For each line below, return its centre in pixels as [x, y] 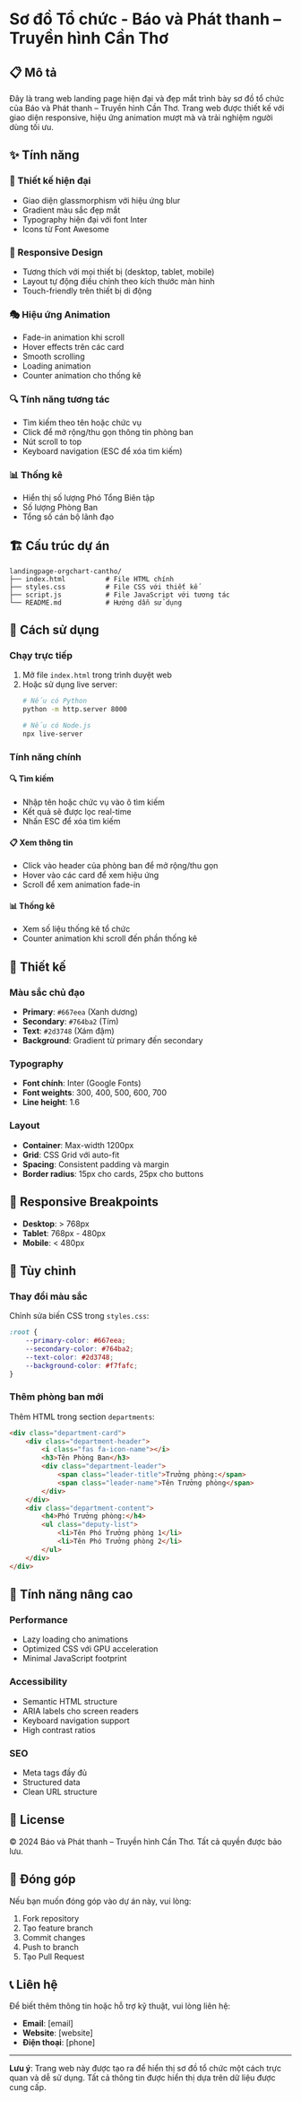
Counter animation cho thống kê [82, 376]
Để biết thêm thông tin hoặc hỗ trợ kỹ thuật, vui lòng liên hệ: [120, 2006]
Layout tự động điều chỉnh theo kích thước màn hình [118, 281]
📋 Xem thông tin [41, 842]
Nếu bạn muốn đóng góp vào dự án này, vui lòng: [100, 1901]
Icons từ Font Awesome [65, 229]
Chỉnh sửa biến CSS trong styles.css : [79, 1316]
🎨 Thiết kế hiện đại [50, 181]
